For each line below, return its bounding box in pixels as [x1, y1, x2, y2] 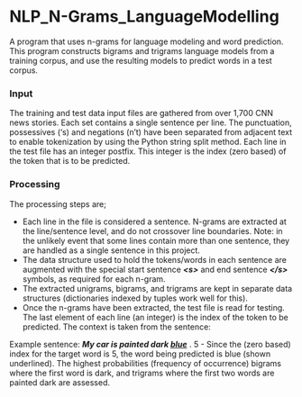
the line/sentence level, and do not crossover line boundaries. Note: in [22, 225, 283, 236]
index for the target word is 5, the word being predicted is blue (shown [9, 348, 271, 359]
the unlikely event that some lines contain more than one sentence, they [22, 235, 290, 246]
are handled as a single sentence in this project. [22, 245, 201, 256]
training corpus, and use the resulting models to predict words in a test [9, 55, 272, 66]
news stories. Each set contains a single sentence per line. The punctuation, [9, 117, 293, 128]
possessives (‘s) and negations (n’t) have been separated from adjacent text [9, 127, 293, 138]
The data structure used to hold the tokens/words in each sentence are [22, 254, 287, 265]
